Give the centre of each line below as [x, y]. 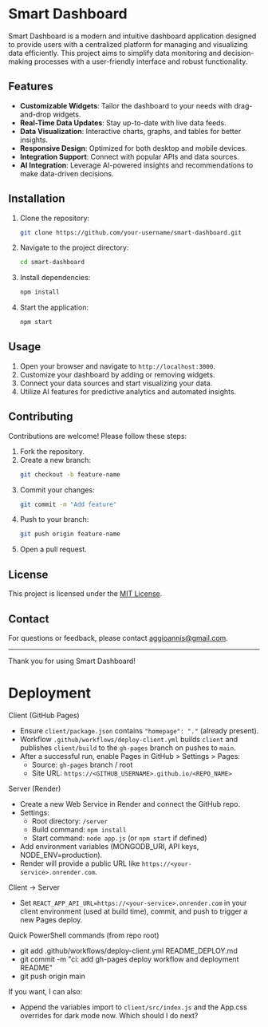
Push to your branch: [54, 519]
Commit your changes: [57, 490]
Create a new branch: [55, 460]
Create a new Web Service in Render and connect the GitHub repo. [130, 804]
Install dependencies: [55, 278]
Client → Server [34, 887]
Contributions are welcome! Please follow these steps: [98, 436]
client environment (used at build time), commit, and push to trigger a [134, 911]
